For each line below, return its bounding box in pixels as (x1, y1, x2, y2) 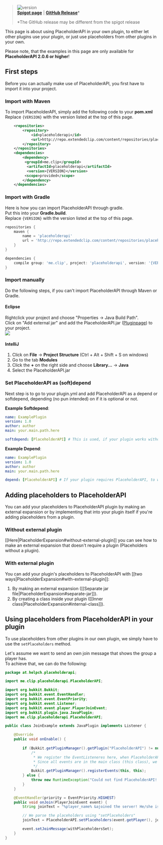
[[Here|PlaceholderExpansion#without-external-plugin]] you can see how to (5, 538, 157, 543)
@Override (14, 732, 34, 737)
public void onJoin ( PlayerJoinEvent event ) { (14, 800, 108, 805)
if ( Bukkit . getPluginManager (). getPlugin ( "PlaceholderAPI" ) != (22, 746, 153, 751)
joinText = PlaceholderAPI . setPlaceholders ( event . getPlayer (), (22, 818, 153, 823)
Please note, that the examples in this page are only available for (5, 49, 134, 54)
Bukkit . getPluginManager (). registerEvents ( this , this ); (31, 769, 147, 773)
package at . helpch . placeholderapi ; (5, 670, 77, 675)
